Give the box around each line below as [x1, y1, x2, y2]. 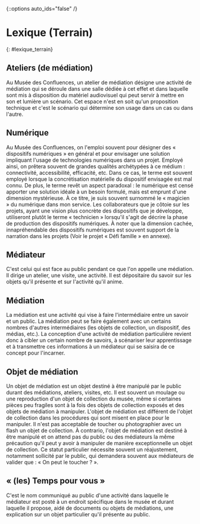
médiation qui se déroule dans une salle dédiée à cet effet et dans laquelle [6, 85, 189, 92]
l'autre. [6, 110, 24, 118]
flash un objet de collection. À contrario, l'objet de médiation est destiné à [6, 427, 187, 434]
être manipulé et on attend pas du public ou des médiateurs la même [6, 433, 175, 440]
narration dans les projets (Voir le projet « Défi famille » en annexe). [6, 232, 171, 239]
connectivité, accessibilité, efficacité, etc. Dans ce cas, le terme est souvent [6, 169, 193, 176]
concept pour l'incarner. [6, 349, 65, 357]
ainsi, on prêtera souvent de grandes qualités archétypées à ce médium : [6, 162, 186, 169]
